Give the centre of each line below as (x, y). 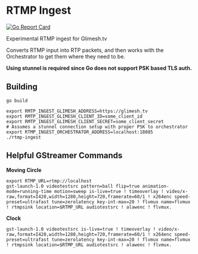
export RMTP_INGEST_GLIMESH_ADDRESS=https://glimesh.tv (77, 111)
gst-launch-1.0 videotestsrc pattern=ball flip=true (73, 186)
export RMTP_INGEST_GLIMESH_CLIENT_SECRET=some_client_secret (85, 121)
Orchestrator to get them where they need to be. (66, 56)
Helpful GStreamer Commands (64, 156)
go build (17, 100)
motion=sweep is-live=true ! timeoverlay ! (109, 191)
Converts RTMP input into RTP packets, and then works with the (85, 50)
